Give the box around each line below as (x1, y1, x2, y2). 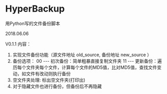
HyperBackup (5, 3, 65, 15)
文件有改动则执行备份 (26, 70, 71, 76)
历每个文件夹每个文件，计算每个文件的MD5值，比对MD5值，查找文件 (12, 64, 157, 70)
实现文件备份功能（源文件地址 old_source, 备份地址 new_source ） (12, 52, 152, 58)
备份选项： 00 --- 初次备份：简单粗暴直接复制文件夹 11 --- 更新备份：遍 (12, 58, 162, 64)
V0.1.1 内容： (5, 41, 31, 47)
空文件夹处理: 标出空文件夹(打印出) (12, 77, 85, 83)
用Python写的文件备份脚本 (5, 20, 60, 26)
